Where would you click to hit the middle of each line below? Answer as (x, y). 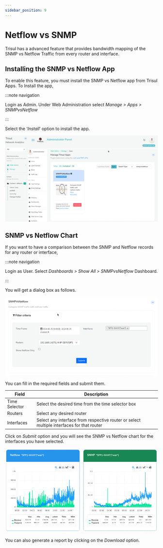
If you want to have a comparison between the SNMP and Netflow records (79, 247)
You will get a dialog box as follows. (41, 290)
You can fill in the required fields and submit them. (55, 383)
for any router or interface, (32, 252)
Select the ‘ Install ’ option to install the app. (48, 129)
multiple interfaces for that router (69, 425)
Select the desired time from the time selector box (86, 404)
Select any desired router (61, 413)
